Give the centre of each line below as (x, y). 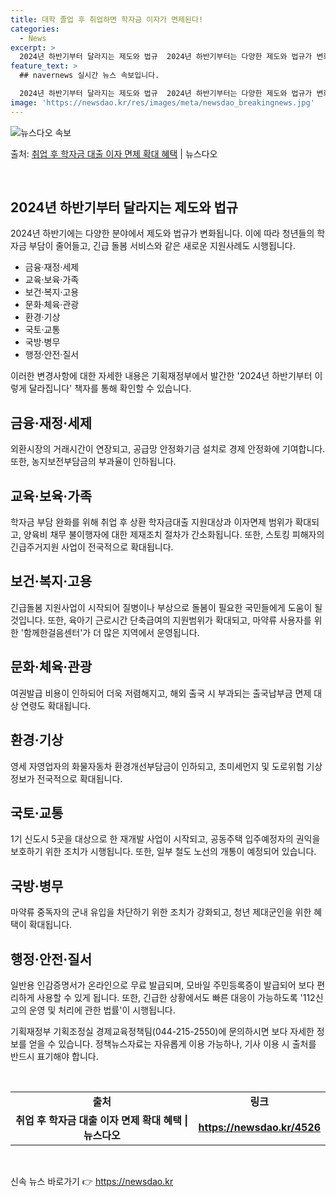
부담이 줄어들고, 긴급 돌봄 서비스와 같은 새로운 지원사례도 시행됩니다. (162, 246)
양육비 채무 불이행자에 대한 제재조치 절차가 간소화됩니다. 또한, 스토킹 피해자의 (174, 535)
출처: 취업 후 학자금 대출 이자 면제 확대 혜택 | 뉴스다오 (114, 153)
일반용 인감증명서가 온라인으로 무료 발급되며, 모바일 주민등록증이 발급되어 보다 (162, 985)
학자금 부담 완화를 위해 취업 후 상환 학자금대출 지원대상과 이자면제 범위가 (151, 522)
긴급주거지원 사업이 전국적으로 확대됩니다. (92, 547)
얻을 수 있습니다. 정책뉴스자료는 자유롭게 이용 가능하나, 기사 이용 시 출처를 (172, 1043)
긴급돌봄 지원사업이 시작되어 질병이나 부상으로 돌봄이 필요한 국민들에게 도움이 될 (166, 607)
